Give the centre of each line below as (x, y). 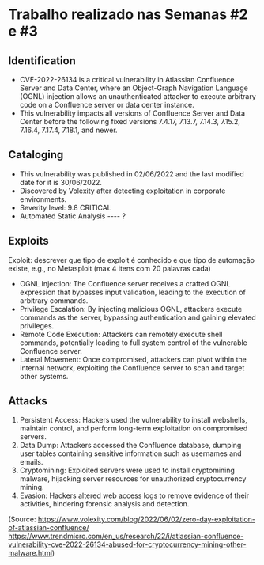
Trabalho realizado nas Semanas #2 (128, 15)
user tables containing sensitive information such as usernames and (131, 453)
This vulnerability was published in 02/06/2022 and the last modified (132, 174)
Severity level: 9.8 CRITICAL (66, 207)
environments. (43, 199)
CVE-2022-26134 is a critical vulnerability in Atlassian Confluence (127, 80)
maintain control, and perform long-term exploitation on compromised (134, 428)
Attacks (28, 401)
